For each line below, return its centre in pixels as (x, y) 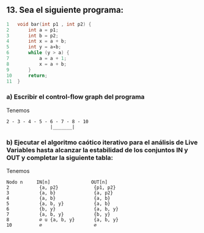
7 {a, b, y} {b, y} (59, 215)
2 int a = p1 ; (33, 30)
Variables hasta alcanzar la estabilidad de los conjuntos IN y (97, 150)
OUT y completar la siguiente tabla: (60, 158)
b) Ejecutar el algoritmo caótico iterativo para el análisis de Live (102, 142)
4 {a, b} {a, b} (59, 199)
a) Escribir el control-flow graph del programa (75, 97)
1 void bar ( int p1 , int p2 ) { (49, 24)
